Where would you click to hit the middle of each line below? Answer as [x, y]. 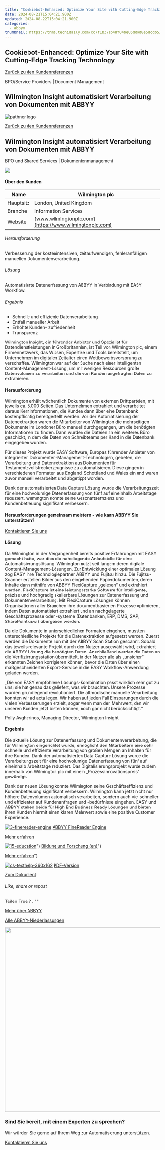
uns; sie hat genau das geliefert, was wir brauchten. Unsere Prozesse [75, 687]
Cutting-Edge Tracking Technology [60, 60]
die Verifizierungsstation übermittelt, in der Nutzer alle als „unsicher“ [74, 657]
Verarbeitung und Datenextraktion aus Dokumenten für [61, 463]
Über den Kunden [23, 182]
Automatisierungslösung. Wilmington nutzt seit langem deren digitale [75, 563]
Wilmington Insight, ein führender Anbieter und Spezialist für [66, 342]
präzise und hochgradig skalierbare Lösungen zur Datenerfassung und [77, 595]
